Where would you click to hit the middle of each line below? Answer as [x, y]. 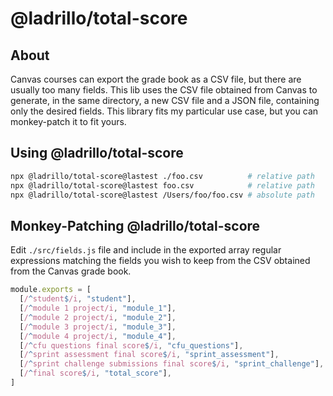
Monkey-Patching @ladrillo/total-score [135, 225]
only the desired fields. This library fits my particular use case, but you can [164, 111]
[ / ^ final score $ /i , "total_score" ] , [95, 373]
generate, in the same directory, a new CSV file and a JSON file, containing [165, 100]
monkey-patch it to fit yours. [68, 121]
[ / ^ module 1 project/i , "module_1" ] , [98, 308]
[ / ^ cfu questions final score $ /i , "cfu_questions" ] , [131, 345]
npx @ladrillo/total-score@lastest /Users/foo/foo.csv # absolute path [162, 195]
